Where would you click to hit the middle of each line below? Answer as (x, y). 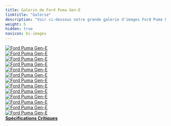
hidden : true (19, 29)
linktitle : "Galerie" (28, 15)
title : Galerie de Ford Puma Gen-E (43, 10)
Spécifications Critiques (32, 118)
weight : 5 (16, 24)
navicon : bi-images (26, 34)
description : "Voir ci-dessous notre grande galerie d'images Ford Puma (84, 19)
